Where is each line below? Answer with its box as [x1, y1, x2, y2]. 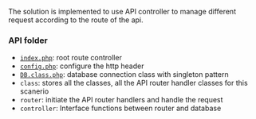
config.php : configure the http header [19, 61, 144, 71]
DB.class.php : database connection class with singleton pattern [19, 70, 229, 79]
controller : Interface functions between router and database [19, 103, 222, 113]
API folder [8, 35, 48, 46]
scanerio [19, 86, 49, 96]
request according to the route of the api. [8, 15, 144, 25]
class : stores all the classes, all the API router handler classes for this [19, 79, 249, 88]
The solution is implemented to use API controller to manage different [8, 7, 237, 16]
